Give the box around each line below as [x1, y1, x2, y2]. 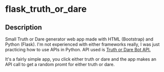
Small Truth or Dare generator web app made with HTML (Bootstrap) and [5, 36, 154, 42]
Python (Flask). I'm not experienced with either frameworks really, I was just [5, 41, 160, 47]
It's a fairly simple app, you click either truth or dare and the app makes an [5, 56, 157, 62]
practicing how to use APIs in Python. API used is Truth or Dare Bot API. [5, 47, 151, 52]
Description [5, 23, 42, 32]
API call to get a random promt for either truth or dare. [5, 62, 115, 67]
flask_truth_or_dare [5, 3, 87, 15]
